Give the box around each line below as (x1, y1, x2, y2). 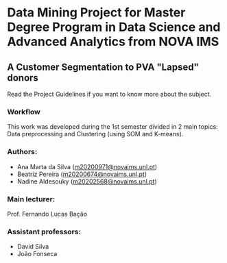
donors (7, 72, 39, 84)
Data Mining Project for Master (7, 5, 186, 21)
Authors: (7, 147, 38, 157)
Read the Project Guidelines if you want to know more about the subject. (7, 90, 212, 98)
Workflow (7, 107, 41, 116)
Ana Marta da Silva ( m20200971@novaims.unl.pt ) (16, 162, 158, 171)
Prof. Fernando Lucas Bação (7, 210, 88, 218)
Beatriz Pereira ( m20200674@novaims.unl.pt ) (16, 170, 147, 178)
